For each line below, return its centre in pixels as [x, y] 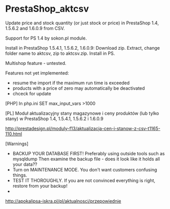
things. [20, 175]
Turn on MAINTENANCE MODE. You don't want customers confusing [85, 169]
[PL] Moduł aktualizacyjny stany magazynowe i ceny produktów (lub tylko [82, 113]
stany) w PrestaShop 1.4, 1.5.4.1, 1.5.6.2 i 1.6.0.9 [54, 118]
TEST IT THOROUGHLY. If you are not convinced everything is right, [84, 180]
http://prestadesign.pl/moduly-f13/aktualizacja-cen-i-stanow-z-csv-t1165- [83, 128]
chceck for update [32, 93]
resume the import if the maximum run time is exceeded [71, 83]
